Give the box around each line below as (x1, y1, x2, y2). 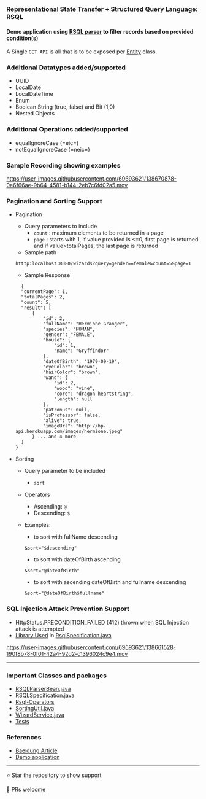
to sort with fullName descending (33, 533, 118, 540)
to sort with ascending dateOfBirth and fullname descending (33, 579, 186, 586)
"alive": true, (42, 418, 82, 424)
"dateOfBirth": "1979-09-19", (42, 359, 120, 365)
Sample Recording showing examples (6, 161, 121, 170)
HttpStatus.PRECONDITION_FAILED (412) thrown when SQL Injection (15, 618, 189, 626)
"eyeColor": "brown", (42, 364, 98, 370)
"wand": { (42, 375, 68, 381)
